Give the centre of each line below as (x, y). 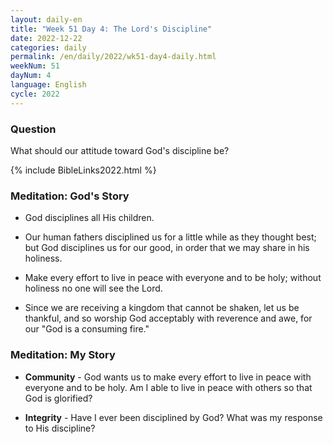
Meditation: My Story (63, 355)
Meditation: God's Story (70, 196)
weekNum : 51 (35, 66)
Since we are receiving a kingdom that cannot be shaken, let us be (162, 308)
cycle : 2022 (35, 94)
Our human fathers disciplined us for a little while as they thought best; (170, 237)
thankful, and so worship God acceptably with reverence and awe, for (168, 318)
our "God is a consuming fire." (87, 329)
